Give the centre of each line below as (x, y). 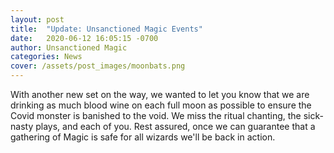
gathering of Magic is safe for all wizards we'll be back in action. (143, 137)
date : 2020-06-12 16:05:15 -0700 (84, 38)
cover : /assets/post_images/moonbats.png (98, 66)
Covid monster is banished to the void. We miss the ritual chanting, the (156, 115)
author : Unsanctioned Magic (69, 47)
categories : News (46, 57)
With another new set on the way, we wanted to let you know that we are (160, 94)
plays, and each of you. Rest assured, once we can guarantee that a (175, 126)
